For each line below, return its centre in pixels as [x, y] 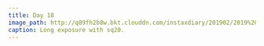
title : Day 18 [31, 15]
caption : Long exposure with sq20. [66, 30]
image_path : [27, 23]
